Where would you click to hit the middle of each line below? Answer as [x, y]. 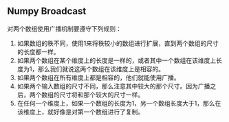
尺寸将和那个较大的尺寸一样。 [102, 95]
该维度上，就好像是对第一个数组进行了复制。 [80, 112]
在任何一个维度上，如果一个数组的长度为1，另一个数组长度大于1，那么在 [119, 103]
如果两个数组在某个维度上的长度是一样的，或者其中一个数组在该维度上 [117, 60]
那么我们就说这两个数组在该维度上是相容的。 [101, 69]
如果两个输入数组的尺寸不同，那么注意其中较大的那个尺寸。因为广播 [113, 86]
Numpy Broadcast [47, 11]
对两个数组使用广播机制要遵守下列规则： [64, 28]
